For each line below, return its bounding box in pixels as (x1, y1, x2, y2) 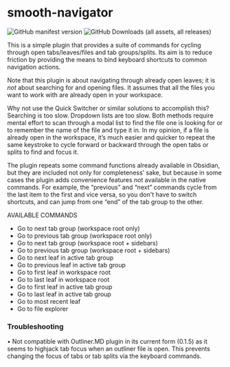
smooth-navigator (7, 5, 113, 21)
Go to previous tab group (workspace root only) (16, 232, 152, 240)
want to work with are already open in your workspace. (7, 91, 163, 99)
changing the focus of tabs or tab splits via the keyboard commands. (7, 352, 202, 360)
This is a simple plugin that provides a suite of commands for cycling (7, 41, 201, 49)
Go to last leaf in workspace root (16, 275, 110, 283)
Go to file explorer (16, 304, 69, 313)
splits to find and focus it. (7, 148, 79, 156)
